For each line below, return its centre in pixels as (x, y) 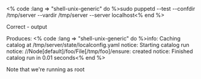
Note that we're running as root (46, 69)
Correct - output (27, 27)
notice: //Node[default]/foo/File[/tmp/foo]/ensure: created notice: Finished (100, 51)
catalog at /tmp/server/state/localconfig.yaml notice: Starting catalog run (98, 45)
